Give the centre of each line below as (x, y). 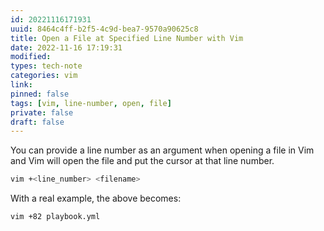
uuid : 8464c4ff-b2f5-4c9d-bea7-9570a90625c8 (104, 29)
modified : (31, 57)
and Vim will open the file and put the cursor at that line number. (142, 161)
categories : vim (44, 76)
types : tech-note (46, 66)
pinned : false (40, 94)
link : (21, 85)
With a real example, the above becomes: (96, 198)
